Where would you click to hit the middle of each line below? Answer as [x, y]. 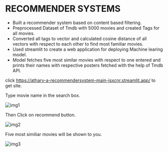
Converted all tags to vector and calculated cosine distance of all [79, 39]
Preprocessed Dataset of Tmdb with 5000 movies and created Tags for [86, 28]
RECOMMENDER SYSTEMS [63, 9]
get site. [14, 85]
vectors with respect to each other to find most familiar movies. [78, 44]
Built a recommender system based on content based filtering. [77, 23]
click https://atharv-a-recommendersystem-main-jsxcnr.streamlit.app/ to [80, 80]
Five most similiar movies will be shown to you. [54, 134]
